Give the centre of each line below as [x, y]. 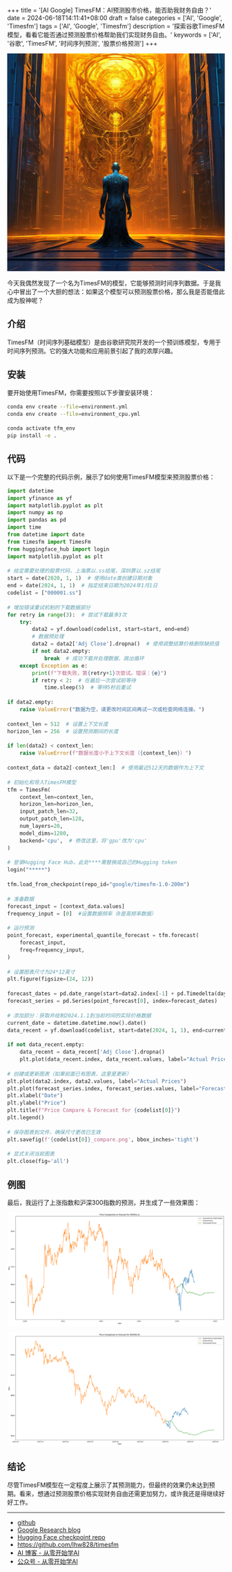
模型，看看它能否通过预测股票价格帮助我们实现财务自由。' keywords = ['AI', [114, 35]
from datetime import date [46, 535]
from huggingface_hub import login [58, 549]
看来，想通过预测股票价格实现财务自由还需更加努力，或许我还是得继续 [119, 1493]
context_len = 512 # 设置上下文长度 [58, 724]
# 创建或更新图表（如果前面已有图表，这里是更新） [69, 1074]
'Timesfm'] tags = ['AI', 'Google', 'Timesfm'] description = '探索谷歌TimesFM [116, 26]
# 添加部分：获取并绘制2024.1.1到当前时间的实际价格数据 [79, 1015]
